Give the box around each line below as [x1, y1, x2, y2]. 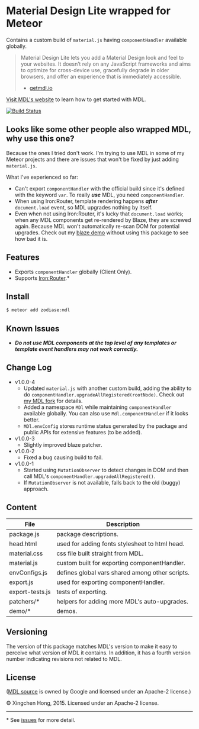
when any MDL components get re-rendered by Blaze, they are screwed [14, 216, 191, 223]
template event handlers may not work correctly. [14, 346, 139, 353]
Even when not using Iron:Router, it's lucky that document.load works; [14, 210, 184, 217]
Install [6, 291, 30, 301]
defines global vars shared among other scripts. [56, 568, 190, 576]
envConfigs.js [9, 568, 47, 576]
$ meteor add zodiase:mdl [6, 307, 70, 313]
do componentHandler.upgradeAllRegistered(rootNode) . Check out [23, 391, 185, 398]
